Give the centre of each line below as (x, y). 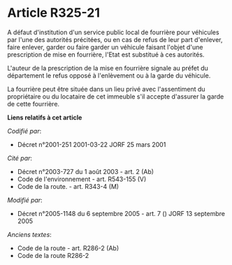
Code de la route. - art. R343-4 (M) (68, 186)
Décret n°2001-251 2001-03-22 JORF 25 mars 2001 (92, 144)
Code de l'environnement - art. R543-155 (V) (82, 179)
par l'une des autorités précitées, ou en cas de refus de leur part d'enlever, (115, 39)
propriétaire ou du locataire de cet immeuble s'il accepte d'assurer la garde (116, 96)
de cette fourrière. (34, 103)
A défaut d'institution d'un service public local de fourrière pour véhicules (113, 32)
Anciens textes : (30, 234)
